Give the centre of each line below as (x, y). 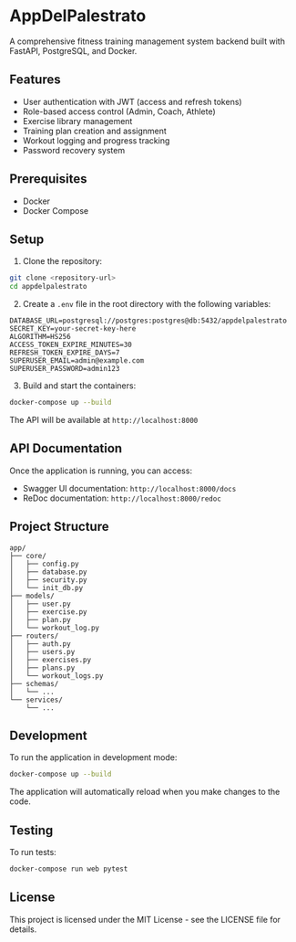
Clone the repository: (62, 261)
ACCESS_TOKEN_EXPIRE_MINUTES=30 (71, 345)
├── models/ (32, 596)
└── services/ (36, 700)
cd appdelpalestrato (49, 287)
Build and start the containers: (79, 386)
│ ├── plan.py (40, 619)
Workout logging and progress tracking (96, 140)
